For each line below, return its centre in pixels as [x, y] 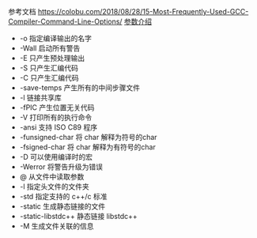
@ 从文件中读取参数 [52, 177]
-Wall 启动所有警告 [50, 48]
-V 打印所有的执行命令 [56, 117]
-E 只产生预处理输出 [52, 58]
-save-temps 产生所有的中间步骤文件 [80, 88]
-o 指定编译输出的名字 [56, 38]
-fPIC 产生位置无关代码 [57, 108]
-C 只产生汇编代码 [49, 78]
